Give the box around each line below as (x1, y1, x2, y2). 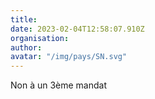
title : (10, 14, 38, 25)
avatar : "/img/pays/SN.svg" (10, 52, 128, 62)
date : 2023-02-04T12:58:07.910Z (10, 24, 145, 34)
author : (10, 42, 43, 53)
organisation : (10, 33, 70, 43)
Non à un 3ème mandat (10, 79, 108, 91)
